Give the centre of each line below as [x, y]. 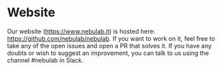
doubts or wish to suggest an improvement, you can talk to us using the [108, 53]
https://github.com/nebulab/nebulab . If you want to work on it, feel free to [111, 38]
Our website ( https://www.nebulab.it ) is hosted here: [81, 31]
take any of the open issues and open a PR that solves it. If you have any [110, 46]
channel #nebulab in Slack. [45, 60]
